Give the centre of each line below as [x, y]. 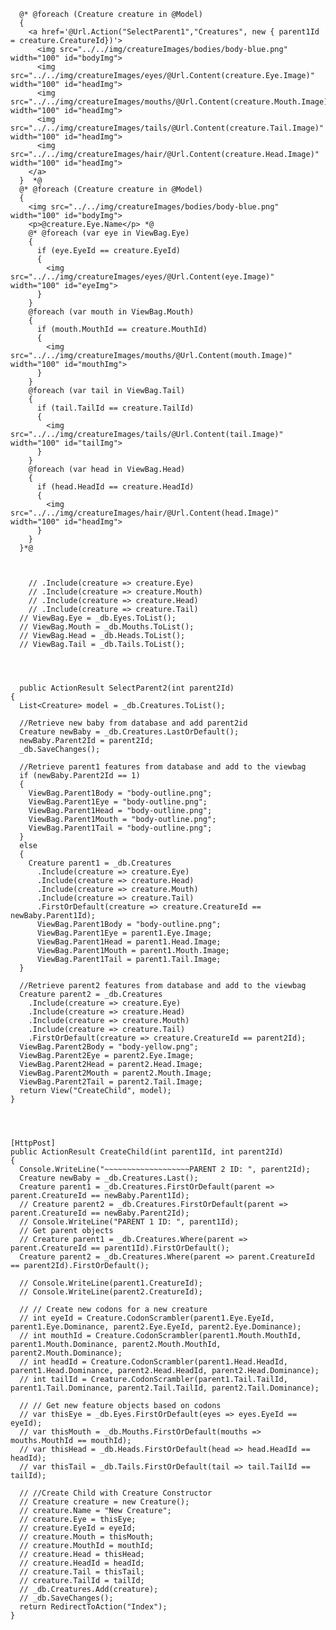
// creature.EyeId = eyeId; [78, 1528]
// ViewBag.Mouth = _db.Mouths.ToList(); [107, 627]
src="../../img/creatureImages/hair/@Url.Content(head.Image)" [145, 513]
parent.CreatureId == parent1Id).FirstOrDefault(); [120, 1248]
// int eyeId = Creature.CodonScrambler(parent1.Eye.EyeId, [147, 1318]
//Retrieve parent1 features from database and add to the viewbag [163, 767]
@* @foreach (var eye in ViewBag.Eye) [109, 233]
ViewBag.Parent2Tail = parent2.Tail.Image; [111, 1082]
